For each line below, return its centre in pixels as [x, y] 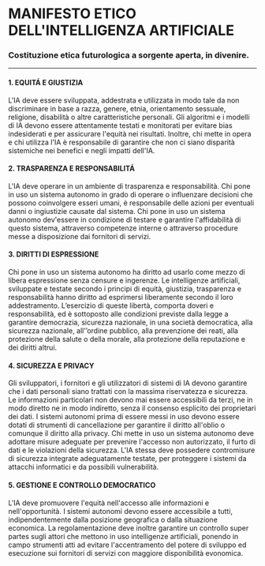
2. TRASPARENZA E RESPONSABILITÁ [72, 169]
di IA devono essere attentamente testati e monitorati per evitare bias [120, 125]
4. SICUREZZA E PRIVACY [51, 365]
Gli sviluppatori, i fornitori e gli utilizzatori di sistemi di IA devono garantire [128, 383]
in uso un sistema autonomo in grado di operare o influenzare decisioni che [131, 194]
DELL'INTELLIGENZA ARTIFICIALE [121, 30]
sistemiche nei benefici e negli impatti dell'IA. [82, 150]
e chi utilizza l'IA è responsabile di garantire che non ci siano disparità [121, 142]
